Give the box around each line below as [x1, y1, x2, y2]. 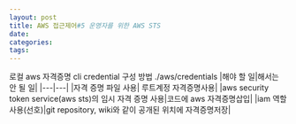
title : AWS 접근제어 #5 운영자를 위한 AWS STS [9, 21, 162, 30]
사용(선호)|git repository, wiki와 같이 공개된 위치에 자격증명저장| [9, 105, 231, 115]
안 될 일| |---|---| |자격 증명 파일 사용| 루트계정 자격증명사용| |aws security [9, 82, 269, 93]
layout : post [9, 12, 57, 22]
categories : [9, 37, 53, 47]
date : [9, 29, 29, 38]
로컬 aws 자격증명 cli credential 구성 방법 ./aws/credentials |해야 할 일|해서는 [9, 72, 280, 82]
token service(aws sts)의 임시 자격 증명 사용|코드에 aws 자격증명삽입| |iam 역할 [9, 94, 287, 105]
